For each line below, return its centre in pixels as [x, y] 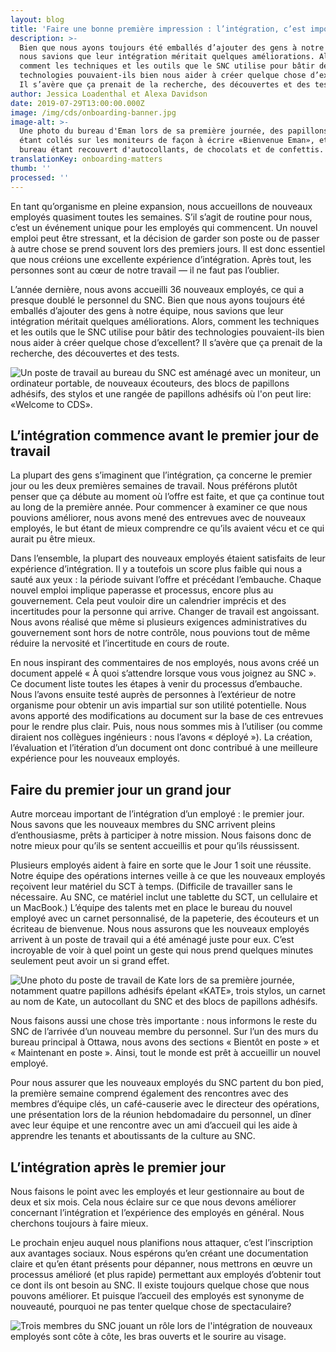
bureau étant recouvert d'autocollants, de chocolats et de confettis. [172, 150]
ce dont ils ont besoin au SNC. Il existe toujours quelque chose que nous [160, 1285]
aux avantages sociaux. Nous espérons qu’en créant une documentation [159, 1253]
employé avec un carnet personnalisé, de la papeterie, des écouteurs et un [165, 918]
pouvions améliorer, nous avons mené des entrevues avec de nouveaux [158, 518]
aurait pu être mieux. [53, 539]
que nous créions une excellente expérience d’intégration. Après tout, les [161, 259]
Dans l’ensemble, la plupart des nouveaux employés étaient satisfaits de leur [168, 558]
